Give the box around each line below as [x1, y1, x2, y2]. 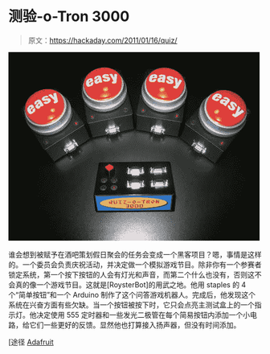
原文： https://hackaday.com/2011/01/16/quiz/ [27, 35, 178, 45]
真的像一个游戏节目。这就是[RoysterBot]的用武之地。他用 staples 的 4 [14, 279, 247, 290]
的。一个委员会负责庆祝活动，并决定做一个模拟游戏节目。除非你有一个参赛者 [8, 259, 262, 270]
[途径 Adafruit [8, 337, 54, 347]
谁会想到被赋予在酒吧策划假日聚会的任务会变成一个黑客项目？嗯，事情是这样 [8, 249, 262, 259]
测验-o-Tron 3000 [8, 7, 130, 26]
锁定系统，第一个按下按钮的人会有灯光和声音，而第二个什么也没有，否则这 [8, 270, 255, 279]
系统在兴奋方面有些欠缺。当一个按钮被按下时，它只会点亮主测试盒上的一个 [8, 299, 255, 310]
